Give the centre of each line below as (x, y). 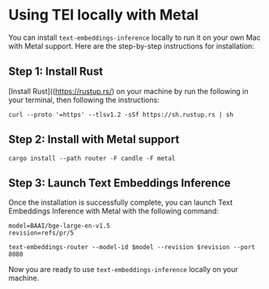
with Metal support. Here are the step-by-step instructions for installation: (132, 45)
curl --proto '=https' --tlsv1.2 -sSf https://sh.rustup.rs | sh (121, 114)
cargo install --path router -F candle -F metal (92, 158)
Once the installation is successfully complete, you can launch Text (121, 203)
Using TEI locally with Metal (104, 15)
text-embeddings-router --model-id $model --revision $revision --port (132, 248)
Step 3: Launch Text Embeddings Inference (120, 183)
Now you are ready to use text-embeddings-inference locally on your (123, 270)
